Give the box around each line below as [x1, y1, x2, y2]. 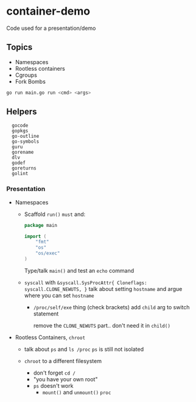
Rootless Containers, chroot [15, 334, 86, 341]
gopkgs [12, 128, 29, 134]
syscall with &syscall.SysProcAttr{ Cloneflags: [24, 279, 147, 286]
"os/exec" [35, 250, 60, 257]
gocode [12, 123, 29, 129]
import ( [24, 233, 47, 239]
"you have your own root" [33, 375, 98, 382]
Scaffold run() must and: [24, 210, 86, 218]
